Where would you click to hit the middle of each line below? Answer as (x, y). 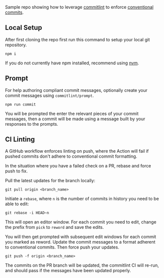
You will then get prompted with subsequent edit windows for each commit (81, 237)
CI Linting (20, 139)
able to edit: (17, 204)
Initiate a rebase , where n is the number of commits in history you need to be (82, 199)
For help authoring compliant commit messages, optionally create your (76, 90)
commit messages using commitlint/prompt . (49, 95)
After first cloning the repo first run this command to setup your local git (78, 39)
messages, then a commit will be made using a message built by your (75, 119)
